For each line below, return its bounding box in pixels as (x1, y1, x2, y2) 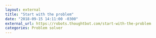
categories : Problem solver (5, 26, 63, 31)
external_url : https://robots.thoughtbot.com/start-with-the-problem (5, 21, 152, 26)
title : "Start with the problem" (5, 12, 74, 17)
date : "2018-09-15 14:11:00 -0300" (5, 16, 78, 21)
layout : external (5, 7, 41, 12)
